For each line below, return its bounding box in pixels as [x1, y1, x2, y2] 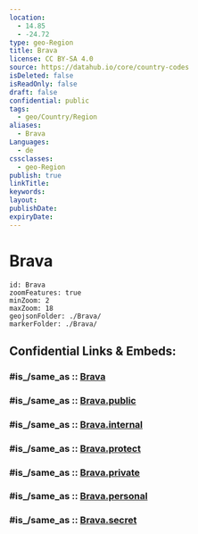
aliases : [9, 121, 42, 130]
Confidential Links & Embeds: [9, 343, 177, 358]
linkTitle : [9, 179, 50, 188]
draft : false [9, 88, 58, 96]
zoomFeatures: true [9, 288, 82, 297]
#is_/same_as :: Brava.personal [9, 490, 148, 503]
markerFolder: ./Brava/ [9, 319, 98, 329]
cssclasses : [9, 154, 54, 163]
